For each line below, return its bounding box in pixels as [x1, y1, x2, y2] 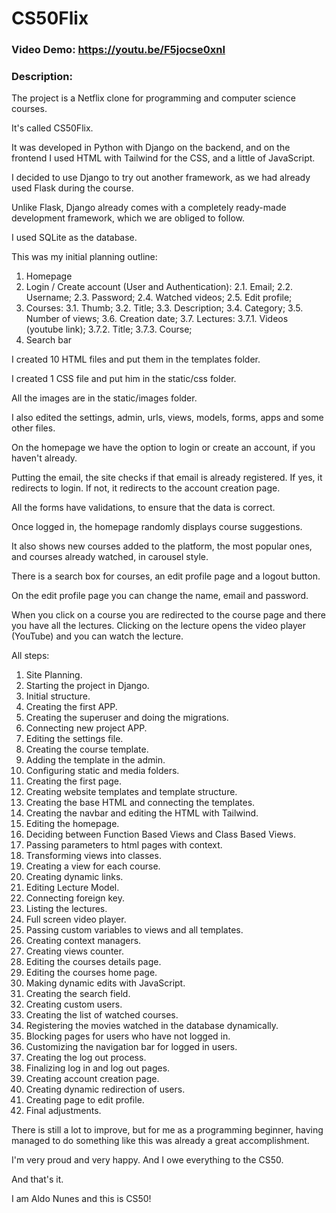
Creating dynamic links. [25, 871, 124, 883]
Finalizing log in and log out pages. [25, 1062, 171, 1074]
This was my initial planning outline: [11, 251, 158, 263]
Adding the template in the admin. [25, 754, 166, 766]
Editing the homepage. [25, 818, 120, 830]
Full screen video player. [25, 913, 127, 926]
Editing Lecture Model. [25, 882, 120, 894]
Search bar [25, 334, 73, 346]
